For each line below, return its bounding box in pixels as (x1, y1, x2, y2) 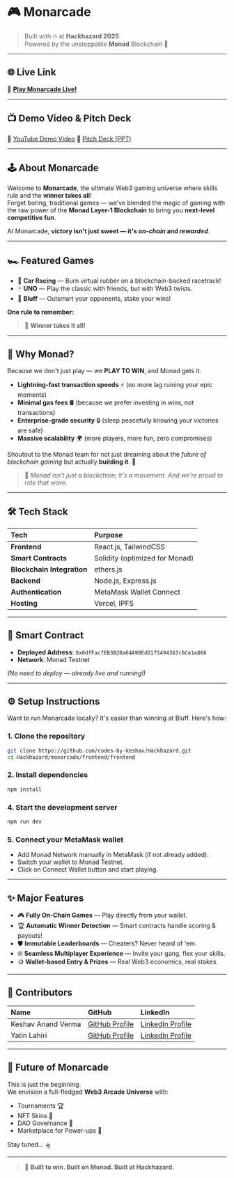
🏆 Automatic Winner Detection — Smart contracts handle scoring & (17, 921, 216, 929)
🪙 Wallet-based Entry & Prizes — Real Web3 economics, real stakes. (17, 957, 218, 966)
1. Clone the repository (7, 731, 86, 741)
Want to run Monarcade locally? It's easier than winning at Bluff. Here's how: (7, 714, 226, 723)
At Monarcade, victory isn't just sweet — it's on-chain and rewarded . (7, 227, 210, 235)
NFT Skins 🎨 (17, 1111, 54, 1120)
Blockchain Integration (10, 564, 88, 574)
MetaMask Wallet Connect (93, 587, 181, 597)
